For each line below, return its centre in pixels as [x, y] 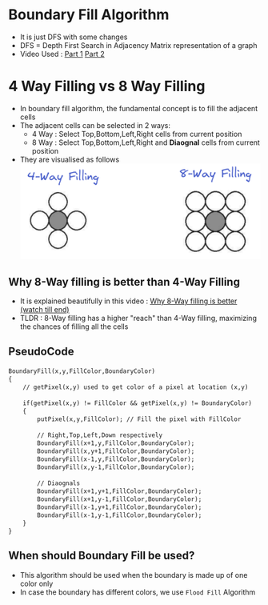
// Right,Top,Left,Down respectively [100, 435]
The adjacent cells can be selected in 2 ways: [95, 125]
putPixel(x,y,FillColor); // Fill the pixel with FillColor [139, 419]
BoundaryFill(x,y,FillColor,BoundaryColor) [82, 371]
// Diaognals [59, 483]
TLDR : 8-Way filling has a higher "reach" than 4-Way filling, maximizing [138, 319]
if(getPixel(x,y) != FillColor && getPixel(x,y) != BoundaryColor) [137, 403]
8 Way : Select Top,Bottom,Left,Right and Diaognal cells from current [146, 142]
